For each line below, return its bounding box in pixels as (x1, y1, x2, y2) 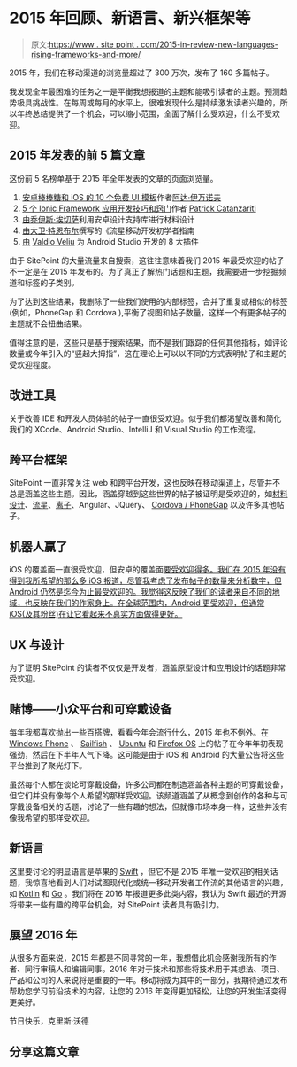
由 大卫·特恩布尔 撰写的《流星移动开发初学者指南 (21, 225, 195, 236)
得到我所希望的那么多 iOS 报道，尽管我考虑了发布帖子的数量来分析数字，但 (9, 575, 282, 586)
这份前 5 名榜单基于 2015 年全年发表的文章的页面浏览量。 (9, 173, 218, 183)
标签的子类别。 (24, 276, 80, 288)
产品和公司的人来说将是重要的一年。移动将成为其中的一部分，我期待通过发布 (9, 975, 288, 985)
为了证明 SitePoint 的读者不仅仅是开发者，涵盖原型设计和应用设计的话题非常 (9, 662, 286, 673)
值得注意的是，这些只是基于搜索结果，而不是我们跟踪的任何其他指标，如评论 (9, 337, 288, 347)
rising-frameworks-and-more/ (30, 49, 141, 59)
